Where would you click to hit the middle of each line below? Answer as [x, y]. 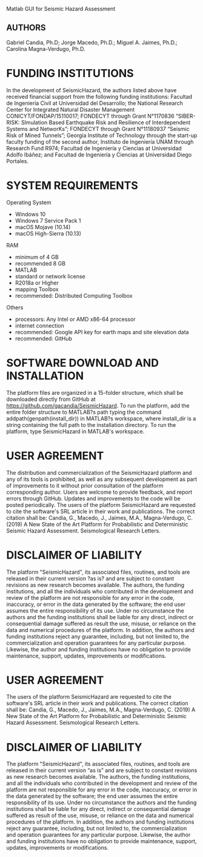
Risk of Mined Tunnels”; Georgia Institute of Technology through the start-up [102, 135]
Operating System [29, 202]
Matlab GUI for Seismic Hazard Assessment [61, 9]
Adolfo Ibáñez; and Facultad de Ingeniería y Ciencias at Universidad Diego [99, 155]
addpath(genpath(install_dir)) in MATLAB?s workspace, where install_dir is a [101, 418]
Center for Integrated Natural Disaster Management [71, 109]
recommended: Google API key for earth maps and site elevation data [102, 332]
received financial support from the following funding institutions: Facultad [99, 96]
